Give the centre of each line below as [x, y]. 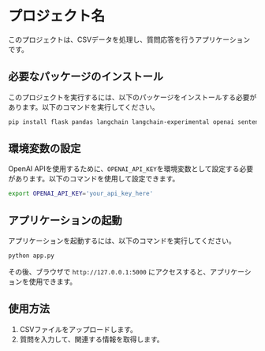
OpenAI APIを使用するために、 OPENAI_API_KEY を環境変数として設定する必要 [131, 169]
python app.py [32, 256]
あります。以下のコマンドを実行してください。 [84, 106]
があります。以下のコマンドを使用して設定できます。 [94, 179]
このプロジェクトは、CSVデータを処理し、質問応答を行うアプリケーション [129, 39]
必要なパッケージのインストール [86, 77]
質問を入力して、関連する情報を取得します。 [91, 339]
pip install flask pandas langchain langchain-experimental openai [121, 122]
